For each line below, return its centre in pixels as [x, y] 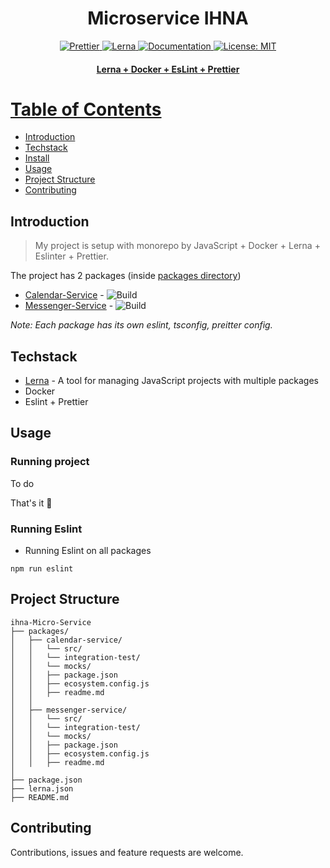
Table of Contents [86, 109]
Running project [50, 462]
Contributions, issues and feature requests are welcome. [127, 852]
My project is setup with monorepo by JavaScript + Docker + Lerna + [177, 246]
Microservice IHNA [168, 18]
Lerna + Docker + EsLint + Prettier [168, 69]
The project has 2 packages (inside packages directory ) [126, 276]
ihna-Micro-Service [51, 622]
